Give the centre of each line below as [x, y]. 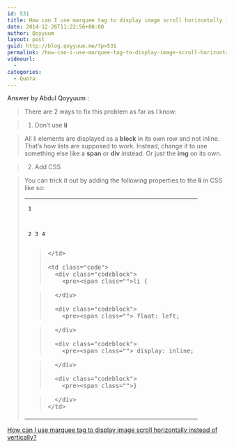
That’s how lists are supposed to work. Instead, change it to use [116, 146]
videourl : [22, 59]
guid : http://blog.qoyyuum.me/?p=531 [62, 46]
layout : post [26, 40]
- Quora [25, 78]
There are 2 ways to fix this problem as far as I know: [100, 111]
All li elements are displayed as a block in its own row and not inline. [122, 139]
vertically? [22, 438]
